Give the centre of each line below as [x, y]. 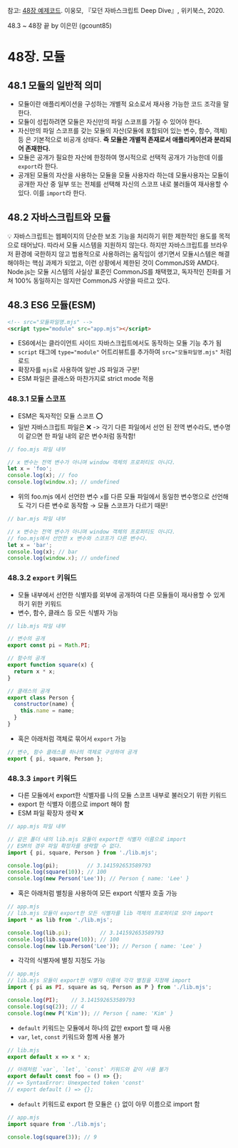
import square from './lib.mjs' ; [57, 1124]
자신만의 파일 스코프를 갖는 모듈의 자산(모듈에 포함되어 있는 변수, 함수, [115, 131]
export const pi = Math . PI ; [49, 646]
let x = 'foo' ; [30, 469]
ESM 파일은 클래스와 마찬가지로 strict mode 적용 [86, 379]
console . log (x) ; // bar [43, 552]
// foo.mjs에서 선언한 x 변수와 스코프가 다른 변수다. [78, 538]
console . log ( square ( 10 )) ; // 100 [57, 872]
